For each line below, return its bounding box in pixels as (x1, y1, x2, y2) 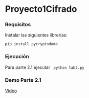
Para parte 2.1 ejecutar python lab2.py (5, 64, 85, 70)
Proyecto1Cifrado (5, 3, 77, 15)
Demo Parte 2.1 (5, 76, 42, 83)
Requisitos (5, 21, 31, 28)
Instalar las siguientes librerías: (5, 32, 67, 38)
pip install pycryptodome (5, 42, 58, 47)
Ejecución (5, 53, 29, 60)
